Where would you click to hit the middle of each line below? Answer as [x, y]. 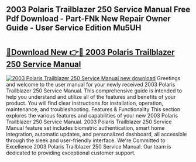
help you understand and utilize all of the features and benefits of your [91, 97]
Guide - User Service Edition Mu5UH [74, 28]
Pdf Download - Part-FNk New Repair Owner [88, 19]
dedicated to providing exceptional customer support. [71, 153]
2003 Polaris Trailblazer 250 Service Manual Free [98, 10]
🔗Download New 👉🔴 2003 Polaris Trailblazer [90, 52]
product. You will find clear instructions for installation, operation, [85, 103]
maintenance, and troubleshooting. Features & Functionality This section [93, 109]
